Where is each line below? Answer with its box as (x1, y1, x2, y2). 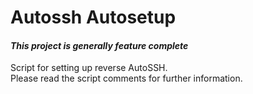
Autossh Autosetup (10, 6, 177, 29)
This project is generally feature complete (10, 39, 189, 51)
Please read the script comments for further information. (10, 72, 243, 85)
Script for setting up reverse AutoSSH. (10, 62, 168, 74)
